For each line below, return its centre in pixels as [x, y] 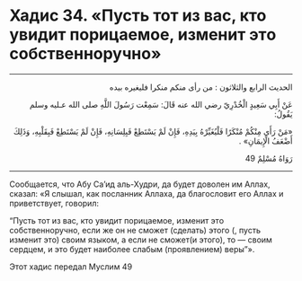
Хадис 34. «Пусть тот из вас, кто [138, 16]
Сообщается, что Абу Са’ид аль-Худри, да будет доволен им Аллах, [140, 184]
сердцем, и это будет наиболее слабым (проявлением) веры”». [132, 249]
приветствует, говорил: [54, 203]
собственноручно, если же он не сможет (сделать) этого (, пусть [135, 230]
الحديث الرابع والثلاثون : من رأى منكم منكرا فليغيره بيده [201, 87]
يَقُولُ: [283, 114]
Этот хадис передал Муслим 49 [71, 267]
